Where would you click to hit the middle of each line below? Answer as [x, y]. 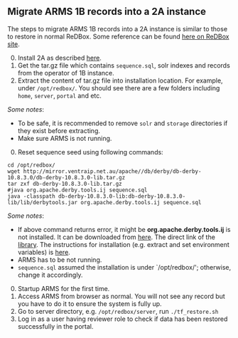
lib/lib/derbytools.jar [43, 202]
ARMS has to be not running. [60, 260]
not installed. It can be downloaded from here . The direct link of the [116, 237]
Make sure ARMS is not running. [65, 138]
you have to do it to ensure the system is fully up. [90, 303]
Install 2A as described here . [59, 58]
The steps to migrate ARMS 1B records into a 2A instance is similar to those [118, 28]
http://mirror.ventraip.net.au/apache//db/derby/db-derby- [112, 171]
